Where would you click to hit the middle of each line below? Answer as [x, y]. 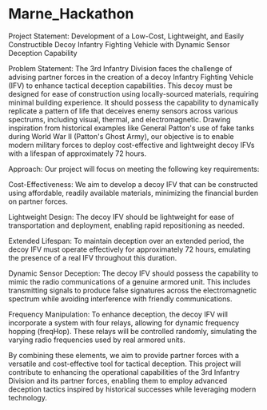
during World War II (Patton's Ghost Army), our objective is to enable [121, 136]
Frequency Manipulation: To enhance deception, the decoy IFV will [118, 314]
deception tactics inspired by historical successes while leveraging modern [132, 389]
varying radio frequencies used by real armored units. [97, 340]
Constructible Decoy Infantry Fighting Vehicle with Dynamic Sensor [119, 44]
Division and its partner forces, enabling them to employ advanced [118, 380]
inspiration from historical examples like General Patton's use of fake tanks [131, 128]
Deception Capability [43, 53]
